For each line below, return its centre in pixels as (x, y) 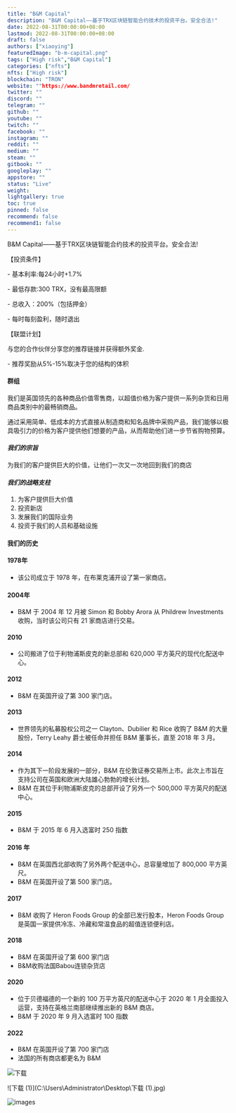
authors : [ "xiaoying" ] (40, 46)
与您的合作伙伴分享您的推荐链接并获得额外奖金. (76, 348)
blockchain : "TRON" (36, 79)
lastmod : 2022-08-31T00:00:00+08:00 (61, 33)
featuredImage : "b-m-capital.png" (58, 53)
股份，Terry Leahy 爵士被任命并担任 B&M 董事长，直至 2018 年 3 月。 (118, 737)
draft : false (26, 40)
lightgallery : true (36, 197)
